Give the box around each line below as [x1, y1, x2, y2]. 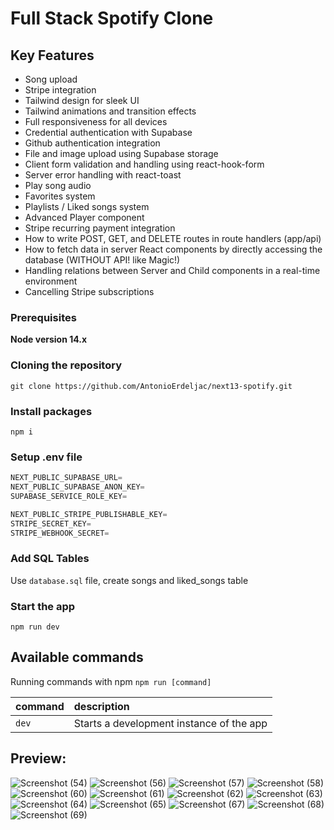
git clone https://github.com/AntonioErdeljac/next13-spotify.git [10, 381, 293, 391]
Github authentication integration [24, 137, 161, 149]
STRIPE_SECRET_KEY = [10, 518, 92, 529]
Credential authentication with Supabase [24, 127, 193, 138]
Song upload [24, 73, 78, 85]
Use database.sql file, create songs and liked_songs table [10, 574, 249, 586]
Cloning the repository [10, 358, 122, 372]
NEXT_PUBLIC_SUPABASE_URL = [10, 473, 123, 483]
